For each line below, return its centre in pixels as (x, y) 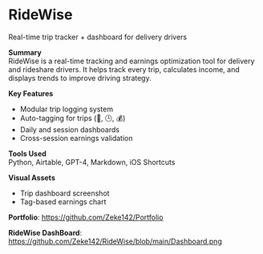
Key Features (31, 93)
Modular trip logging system (67, 109)
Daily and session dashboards (70, 129)
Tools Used (27, 153)
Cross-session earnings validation (77, 138)
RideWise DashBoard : (45, 232)
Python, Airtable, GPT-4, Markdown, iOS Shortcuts (92, 162)
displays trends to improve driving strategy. (80, 78)
